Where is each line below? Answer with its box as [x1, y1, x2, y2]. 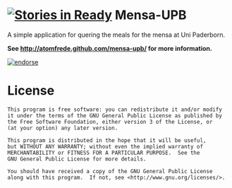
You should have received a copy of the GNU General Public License [7, 168, 213, 175]
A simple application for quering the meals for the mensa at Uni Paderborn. [7, 30, 226, 39]
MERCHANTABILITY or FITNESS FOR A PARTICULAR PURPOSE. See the [7, 149, 200, 156]
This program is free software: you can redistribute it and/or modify [7, 106, 222, 113]
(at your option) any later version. [7, 124, 118, 131]
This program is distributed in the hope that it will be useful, [7, 136, 207, 144]
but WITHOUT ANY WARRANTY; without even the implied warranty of [7, 143, 203, 150]
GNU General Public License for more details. [7, 155, 147, 163]
